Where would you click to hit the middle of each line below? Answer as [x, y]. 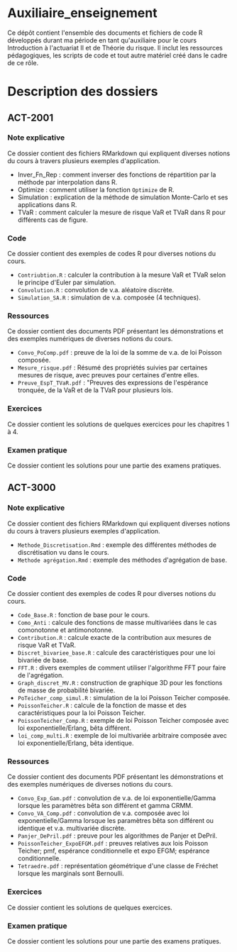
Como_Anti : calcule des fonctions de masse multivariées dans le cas [117, 622]
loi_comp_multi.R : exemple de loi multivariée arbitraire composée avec [122, 735]
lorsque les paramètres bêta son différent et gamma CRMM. [105, 806]
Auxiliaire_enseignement [82, 13]
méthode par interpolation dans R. [67, 182]
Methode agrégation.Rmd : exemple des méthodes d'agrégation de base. [122, 560]
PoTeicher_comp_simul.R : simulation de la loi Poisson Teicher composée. [124, 697]
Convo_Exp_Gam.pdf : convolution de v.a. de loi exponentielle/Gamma [117, 798]
